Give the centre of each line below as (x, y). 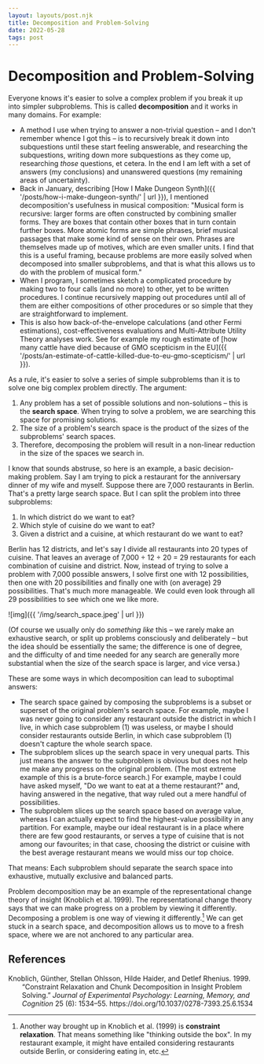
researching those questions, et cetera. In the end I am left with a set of (135, 164)
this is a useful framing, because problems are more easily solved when (136, 256)
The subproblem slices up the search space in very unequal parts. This (134, 752)
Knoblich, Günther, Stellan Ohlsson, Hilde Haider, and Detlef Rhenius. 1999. (130, 978)
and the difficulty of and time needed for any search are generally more (124, 655)
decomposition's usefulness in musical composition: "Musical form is (132, 205)
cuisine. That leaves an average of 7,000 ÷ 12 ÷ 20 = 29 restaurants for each (132, 558)
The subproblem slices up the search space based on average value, (131, 811)
